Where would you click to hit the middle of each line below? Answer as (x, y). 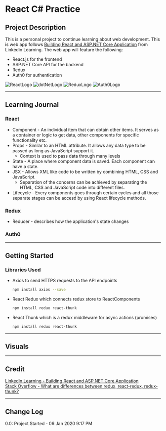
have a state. (25, 166)
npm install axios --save (39, 289)
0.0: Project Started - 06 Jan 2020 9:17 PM (49, 424)
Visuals (17, 346)
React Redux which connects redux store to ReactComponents (76, 299)
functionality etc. (29, 140)
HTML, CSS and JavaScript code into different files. (72, 187)
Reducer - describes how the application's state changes (71, 221)
